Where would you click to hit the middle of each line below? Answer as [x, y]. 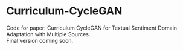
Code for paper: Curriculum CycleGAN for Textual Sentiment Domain [91, 28]
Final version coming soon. [40, 40]
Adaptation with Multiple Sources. [48, 34]
